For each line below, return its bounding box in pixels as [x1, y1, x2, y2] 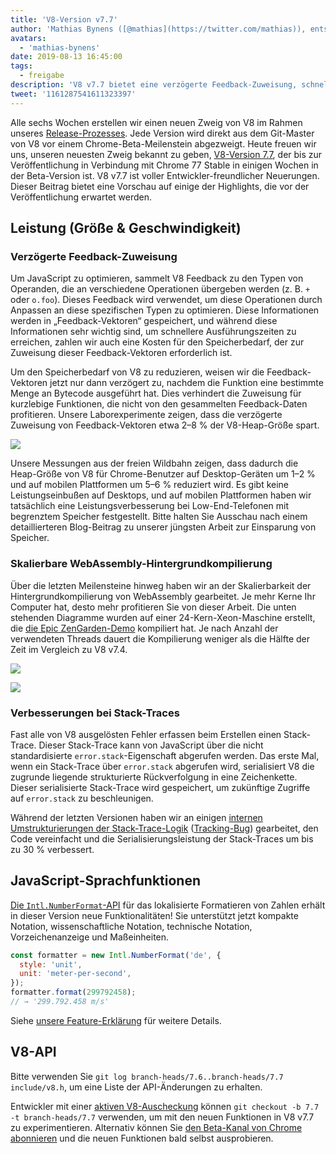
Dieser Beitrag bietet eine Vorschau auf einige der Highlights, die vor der [10, 180, 310, 192]
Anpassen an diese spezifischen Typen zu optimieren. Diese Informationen [10, 304, 320, 316]
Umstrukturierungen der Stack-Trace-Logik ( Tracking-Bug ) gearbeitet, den [10, 822, 319, 834]
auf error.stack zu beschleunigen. [10, 792, 154, 804]
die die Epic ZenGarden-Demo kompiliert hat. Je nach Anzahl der [10, 622, 279, 634]
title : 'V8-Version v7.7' [10, 14, 118, 25]
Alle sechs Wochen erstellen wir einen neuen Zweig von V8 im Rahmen [10, 116, 303, 128]
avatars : [10, 33, 47, 43]
